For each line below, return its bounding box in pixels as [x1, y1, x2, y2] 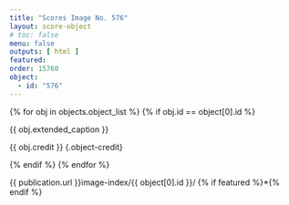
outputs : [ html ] [9, 47, 79, 56]
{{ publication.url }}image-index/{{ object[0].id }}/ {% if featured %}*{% [9, 177, 281, 188]
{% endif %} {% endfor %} [9, 159, 110, 169]
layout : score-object [9, 22, 92, 31]
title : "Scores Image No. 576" [9, 13, 129, 23]
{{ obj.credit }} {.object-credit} [9, 141, 123, 152]
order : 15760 [9, 65, 59, 74]
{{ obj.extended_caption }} [9, 124, 109, 135]
